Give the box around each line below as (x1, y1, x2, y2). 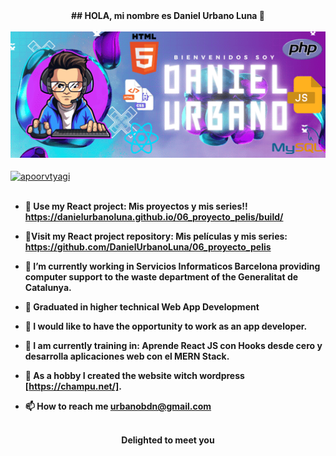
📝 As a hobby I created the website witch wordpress (24, 370, 245, 382)
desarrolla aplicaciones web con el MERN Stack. (24, 350, 230, 363)
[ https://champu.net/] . (24, 380, 123, 393)
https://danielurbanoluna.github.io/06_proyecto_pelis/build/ (24, 211, 284, 223)
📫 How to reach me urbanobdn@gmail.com (24, 400, 212, 413)
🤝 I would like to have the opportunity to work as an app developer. (24, 320, 308, 333)
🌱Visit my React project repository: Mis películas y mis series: (24, 230, 288, 243)
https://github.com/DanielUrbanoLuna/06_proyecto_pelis (24, 241, 272, 253)
